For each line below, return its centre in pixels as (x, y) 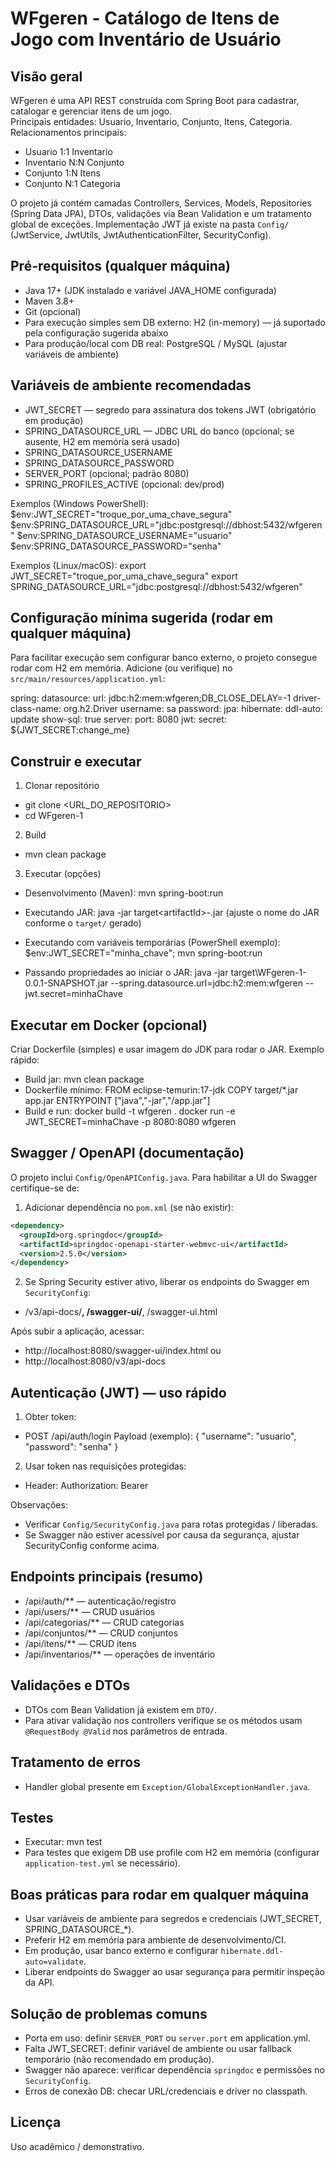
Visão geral (46, 76)
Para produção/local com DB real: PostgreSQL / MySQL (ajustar (156, 343)
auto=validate (54, 1962)
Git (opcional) (53, 311)
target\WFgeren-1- (268, 973)
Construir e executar (76, 761)
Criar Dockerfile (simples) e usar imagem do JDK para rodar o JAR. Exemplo (167, 1049)
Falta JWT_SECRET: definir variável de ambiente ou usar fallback (158, 2048)
